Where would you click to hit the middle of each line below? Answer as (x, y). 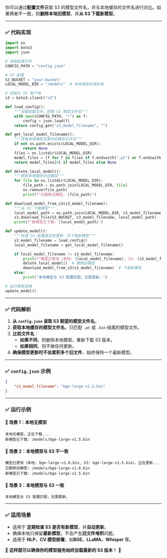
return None (36, 149)
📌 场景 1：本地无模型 (26, 422)
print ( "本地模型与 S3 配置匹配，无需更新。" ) (65, 278)
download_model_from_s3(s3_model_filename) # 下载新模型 (82, 268)
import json (17, 52)
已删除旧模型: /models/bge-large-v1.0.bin (47, 468)
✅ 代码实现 (18, 32)
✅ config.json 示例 (28, 371)
